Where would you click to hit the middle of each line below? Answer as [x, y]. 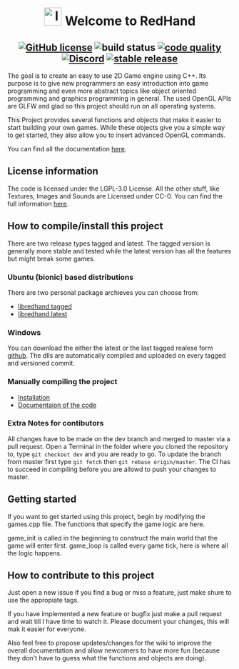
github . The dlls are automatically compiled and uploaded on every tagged [117, 356]
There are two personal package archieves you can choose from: [103, 292]
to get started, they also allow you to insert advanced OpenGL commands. [117, 135]
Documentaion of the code [57, 405]
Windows [24, 332]
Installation [34, 397]
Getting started [42, 499]
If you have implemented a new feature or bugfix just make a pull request [115, 614]
